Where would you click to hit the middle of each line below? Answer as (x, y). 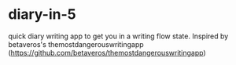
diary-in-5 (42, 14)
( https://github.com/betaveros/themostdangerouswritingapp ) (107, 52)
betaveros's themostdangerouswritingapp (76, 44)
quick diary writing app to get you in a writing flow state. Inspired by (118, 36)
